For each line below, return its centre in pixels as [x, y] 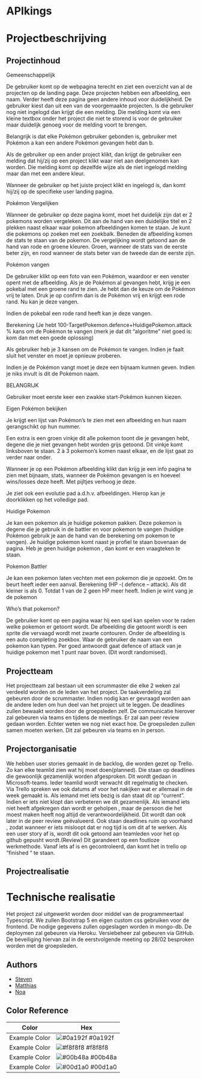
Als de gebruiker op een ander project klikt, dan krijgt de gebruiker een [94, 155]
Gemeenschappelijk [31, 75]
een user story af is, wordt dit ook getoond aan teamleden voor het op [93, 833]
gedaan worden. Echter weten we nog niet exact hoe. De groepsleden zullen [101, 724]
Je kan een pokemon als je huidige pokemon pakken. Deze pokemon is [94, 523]
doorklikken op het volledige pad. [47, 500]
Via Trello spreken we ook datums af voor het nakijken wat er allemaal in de [100, 789]
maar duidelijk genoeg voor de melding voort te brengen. [76, 125]
